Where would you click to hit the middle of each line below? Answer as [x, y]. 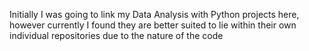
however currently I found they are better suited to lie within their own [153, 25]
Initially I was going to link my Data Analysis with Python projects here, [154, 14]
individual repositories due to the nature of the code [116, 35]
